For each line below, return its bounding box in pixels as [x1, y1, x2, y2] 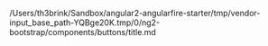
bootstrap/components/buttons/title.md [9, 27, 156, 37]
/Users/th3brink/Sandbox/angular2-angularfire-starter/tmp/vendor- [9, 8, 261, 18]
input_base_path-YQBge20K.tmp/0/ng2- [9, 17, 161, 28]
